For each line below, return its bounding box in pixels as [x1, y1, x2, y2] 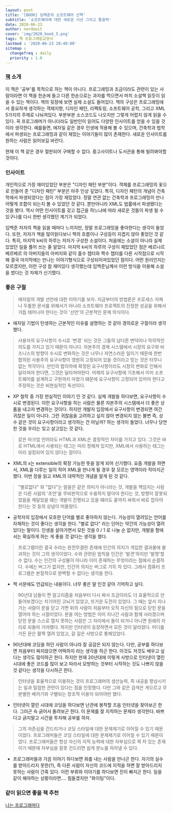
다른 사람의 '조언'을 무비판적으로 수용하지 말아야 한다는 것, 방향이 [23, 491, 154, 497]
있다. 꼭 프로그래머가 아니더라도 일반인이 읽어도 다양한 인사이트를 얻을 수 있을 [5, 118, 160, 124]
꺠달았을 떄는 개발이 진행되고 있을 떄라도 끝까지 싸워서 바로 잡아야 [31, 497, 163, 503]
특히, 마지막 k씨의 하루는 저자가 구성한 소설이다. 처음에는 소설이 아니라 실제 [12, 237, 163, 243]
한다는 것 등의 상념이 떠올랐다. [17, 503, 79, 510]
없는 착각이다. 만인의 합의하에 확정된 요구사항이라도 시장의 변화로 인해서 [17, 363, 162, 369]
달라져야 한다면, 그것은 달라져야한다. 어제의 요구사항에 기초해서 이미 [17, 370, 154, 376]
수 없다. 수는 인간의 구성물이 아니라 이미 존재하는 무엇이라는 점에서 [17, 557, 151, 564]
